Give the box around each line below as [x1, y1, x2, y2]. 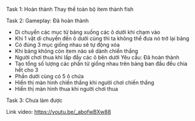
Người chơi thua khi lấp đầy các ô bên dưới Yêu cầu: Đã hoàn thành [14, 54, 180, 60]
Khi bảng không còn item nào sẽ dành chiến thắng [14, 47, 139, 55]
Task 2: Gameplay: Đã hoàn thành [6, 17, 89, 24]
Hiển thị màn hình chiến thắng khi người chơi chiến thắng [14, 79, 155, 86]
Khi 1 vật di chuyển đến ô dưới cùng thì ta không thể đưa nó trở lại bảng [14, 35, 190, 42]
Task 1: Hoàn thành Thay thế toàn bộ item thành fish [6, 6, 134, 12]
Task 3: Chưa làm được [6, 97, 63, 104]
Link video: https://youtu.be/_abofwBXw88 [6, 109, 111, 115]
